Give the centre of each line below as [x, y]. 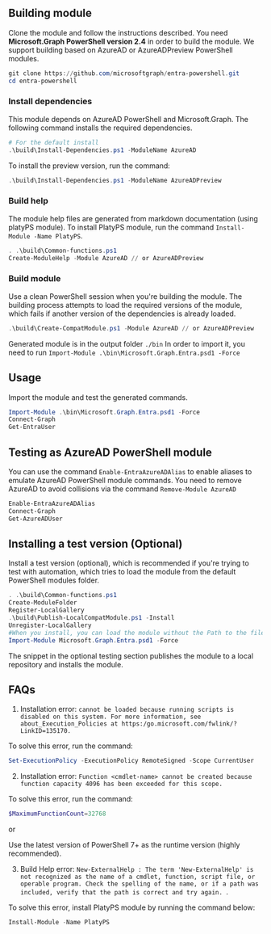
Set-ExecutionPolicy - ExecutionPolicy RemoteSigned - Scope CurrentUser [131, 761]
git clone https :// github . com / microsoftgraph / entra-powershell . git [124, 73]
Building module [50, 13]
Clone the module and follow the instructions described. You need [118, 32]
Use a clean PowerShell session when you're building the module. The [125, 296]
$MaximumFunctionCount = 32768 [57, 814]
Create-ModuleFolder [43, 603]
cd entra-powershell [43, 81]
